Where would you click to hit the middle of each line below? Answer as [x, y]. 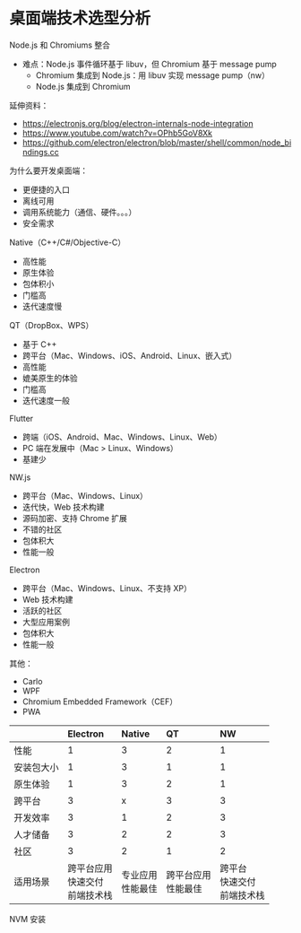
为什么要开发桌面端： [48, 170]
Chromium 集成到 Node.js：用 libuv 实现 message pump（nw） [153, 75]
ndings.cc [41, 152]
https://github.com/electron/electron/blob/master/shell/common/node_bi [157, 142]
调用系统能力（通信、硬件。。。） [79, 212]
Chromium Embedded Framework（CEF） [99, 702]
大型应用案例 [46, 622]
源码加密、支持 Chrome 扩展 [75, 518]
